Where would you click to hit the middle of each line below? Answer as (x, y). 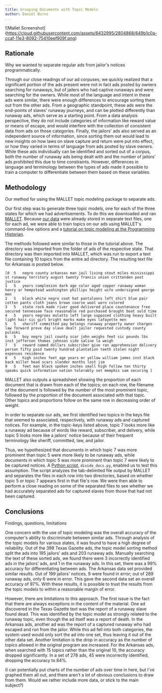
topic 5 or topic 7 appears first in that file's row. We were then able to (74, 481)
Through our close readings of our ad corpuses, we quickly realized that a (79, 79)
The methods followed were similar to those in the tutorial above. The (74, 244)
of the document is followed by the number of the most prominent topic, (77, 390)
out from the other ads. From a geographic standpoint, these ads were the (79, 105)
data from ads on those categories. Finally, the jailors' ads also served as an (81, 131)
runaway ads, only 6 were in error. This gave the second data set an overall (80, 579)
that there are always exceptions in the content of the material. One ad (75, 603)
